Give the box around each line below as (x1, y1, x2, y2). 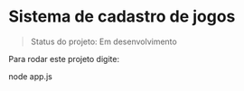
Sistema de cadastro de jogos (8, 6, 236, 27)
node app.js (8, 70, 53, 82)
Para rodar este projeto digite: (8, 53, 119, 64)
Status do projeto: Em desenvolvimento (30, 36, 177, 47)
